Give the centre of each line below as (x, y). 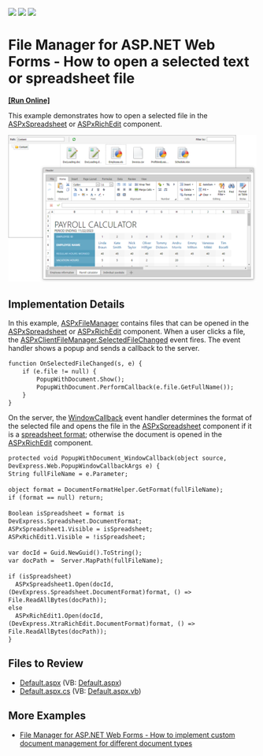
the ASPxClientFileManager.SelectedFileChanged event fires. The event (124, 340)
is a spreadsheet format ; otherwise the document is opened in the (115, 434)
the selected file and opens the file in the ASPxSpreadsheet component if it (130, 426)
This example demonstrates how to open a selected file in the (108, 115)
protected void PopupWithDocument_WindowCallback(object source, (117, 458)
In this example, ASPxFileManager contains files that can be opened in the (129, 323)
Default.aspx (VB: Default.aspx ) (70, 683)
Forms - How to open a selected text (129, 62)
